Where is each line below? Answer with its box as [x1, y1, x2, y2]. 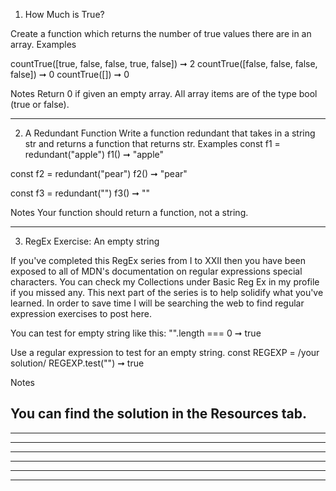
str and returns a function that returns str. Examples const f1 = [24, 138, 281, 149]
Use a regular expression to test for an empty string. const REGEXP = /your [10, 347, 320, 358]
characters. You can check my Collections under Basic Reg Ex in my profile [10, 276, 320, 288]
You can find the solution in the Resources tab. [10, 405, 307, 423]
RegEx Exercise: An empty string [24, 235, 160, 247]
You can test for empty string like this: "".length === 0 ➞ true [10, 327, 262, 339]
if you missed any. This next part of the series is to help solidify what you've [10, 287, 324, 298]
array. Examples [10, 39, 77, 50]
